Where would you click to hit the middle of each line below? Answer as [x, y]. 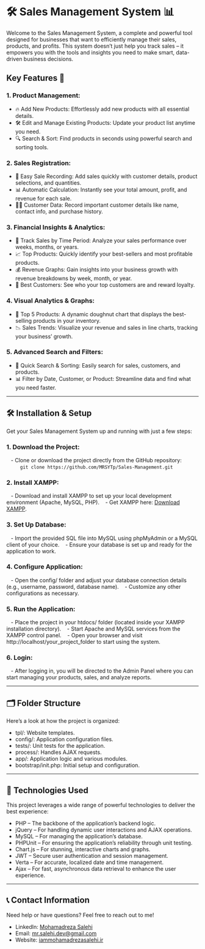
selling [23, 320]
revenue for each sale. [43, 198]
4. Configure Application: [45, 567]
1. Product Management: [43, 95]
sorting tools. [32, 147]
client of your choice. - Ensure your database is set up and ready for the [99, 544]
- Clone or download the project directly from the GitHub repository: [96, 460]
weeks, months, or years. [47, 247]
